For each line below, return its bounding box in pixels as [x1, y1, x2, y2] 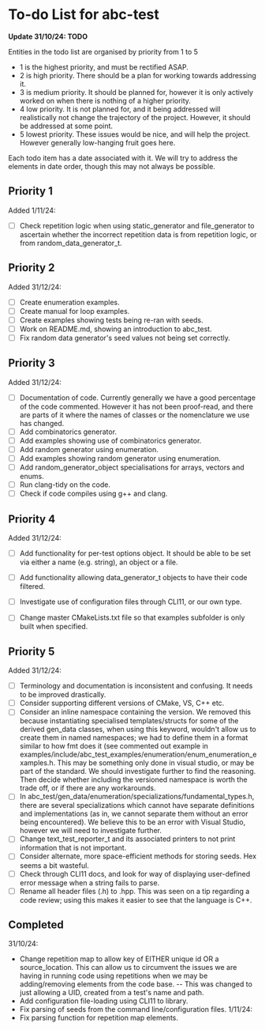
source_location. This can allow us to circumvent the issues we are [19, 963, 237, 972]
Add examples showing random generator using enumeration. [19, 454, 221, 463]
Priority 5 [8, 644, 55, 658]
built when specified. [19, 622, 88, 632]
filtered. [19, 582, 46, 591]
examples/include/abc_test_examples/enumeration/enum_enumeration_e [19, 749, 257, 760]
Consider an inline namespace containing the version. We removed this [19, 707, 251, 717]
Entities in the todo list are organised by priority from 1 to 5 [8, 47, 199, 56]
